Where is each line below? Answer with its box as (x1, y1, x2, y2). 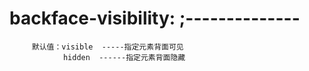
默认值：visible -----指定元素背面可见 (31, 42, 184, 52)
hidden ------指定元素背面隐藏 (62, 52, 186, 62)
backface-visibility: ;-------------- (9, 7, 301, 30)
